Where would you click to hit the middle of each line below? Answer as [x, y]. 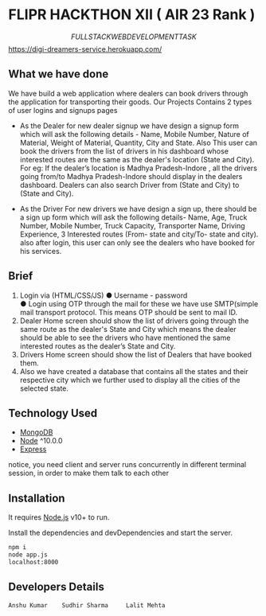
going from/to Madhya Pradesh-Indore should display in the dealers [131, 176]
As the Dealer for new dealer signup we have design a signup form [129, 126]
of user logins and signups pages [63, 110]
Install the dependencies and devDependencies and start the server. [121, 533]
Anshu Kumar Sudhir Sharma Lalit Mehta [87, 605]
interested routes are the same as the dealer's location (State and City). [137, 159]
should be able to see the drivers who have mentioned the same [125, 337]
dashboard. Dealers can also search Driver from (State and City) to [129, 185]
